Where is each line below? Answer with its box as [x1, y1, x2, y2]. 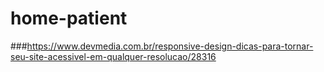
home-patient [10, 7, 128, 30]
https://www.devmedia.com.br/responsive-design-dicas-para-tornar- [26, 40, 314, 52]
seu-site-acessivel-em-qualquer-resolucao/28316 [10, 50, 217, 62]
